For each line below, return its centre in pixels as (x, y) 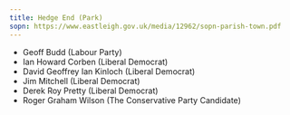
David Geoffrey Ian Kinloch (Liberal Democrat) (109, 71)
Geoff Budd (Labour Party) (72, 52)
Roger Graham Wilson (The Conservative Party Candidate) (132, 100)
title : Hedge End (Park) (56, 18)
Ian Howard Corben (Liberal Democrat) (95, 62)
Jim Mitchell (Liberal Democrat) (81, 81)
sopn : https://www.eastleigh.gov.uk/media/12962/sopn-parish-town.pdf (145, 26)
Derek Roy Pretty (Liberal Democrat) (90, 91)
